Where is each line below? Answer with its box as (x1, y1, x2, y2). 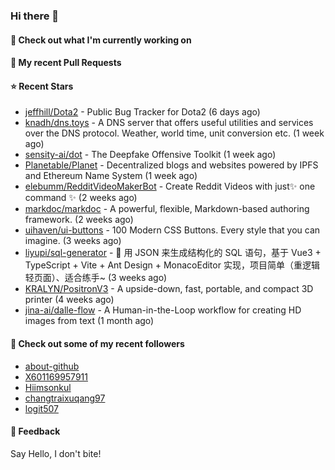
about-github (24, 360, 80, 372)
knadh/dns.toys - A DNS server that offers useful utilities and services (24, 117, 314, 129)
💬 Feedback (10, 425, 61, 438)
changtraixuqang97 (24, 392, 106, 404)
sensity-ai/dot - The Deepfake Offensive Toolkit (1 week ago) (24, 149, 277, 161)
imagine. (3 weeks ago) (24, 235, 122, 247)
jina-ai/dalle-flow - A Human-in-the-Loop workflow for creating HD (24, 304, 302, 316)
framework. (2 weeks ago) (24, 214, 134, 226)
